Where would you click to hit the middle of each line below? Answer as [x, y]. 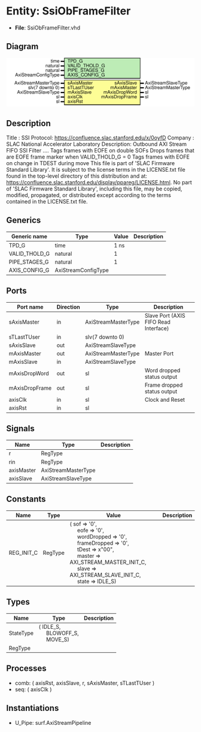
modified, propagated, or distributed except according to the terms [89, 195]
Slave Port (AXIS [165, 316]
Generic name [29, 237]
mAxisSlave [23, 362]
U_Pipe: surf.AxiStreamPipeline [53, 722]
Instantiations [33, 708]
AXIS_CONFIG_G [29, 270]
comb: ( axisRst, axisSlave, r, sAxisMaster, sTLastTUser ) [85, 683]
